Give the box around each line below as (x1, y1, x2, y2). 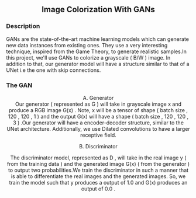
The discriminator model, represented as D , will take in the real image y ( (10, 154, 187, 161)
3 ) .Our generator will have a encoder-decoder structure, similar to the (12, 119, 184, 126)
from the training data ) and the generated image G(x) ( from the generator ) (6, 160, 190, 167)
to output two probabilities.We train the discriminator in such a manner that (8, 166, 189, 173)
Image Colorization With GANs (42, 5, 155, 15)
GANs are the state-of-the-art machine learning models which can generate (6, 35, 189, 43)
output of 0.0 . (81, 185, 116, 192)
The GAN (6, 81, 33, 89)
